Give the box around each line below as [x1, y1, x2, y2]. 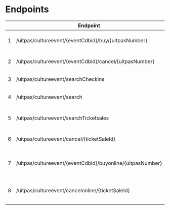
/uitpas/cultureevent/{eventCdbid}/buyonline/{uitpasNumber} [16, 159, 162, 166]
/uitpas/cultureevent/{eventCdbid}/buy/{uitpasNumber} [16, 37, 148, 44]
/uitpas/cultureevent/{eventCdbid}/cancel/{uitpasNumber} [16, 57, 155, 65]
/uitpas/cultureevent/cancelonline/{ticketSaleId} [16, 187, 130, 194]
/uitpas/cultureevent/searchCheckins [16, 75, 105, 82]
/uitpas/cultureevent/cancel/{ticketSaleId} [16, 135, 115, 142]
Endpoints [5, 4, 49, 15]
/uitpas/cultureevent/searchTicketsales [16, 114, 109, 122]
